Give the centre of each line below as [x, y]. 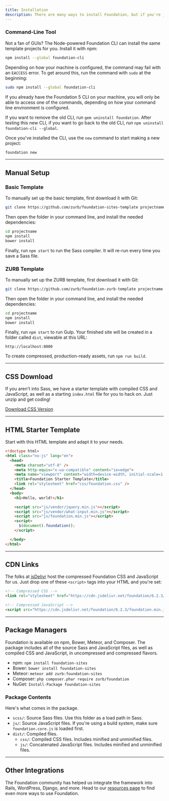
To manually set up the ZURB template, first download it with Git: [72, 279]
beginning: [16, 78]
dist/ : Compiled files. [35, 734]
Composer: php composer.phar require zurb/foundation [71, 679]
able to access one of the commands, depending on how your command [80, 102]
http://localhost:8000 [29, 347]
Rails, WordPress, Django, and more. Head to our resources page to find [80, 788]
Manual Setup [28, 172]
